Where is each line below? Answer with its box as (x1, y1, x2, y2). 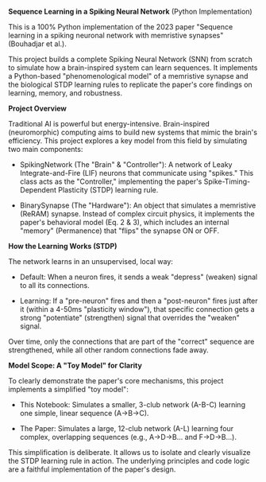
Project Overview (8, 103, 67, 113)
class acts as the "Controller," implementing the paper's (19, 177, 202, 186)
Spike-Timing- (203, 177, 251, 186)
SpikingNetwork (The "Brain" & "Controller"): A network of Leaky (19, 160, 233, 169)
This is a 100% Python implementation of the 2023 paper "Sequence (8, 22, 233, 31)
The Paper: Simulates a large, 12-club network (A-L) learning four (19, 424, 234, 433)
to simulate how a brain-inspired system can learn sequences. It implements (8, 63, 258, 72)
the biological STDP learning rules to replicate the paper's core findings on (8, 80, 253, 89)
